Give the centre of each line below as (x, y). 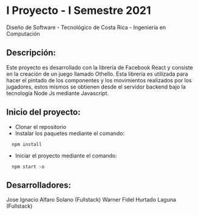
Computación (23, 33)
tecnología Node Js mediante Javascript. (58, 93)
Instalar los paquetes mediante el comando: (70, 133)
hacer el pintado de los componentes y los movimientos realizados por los (99, 80)
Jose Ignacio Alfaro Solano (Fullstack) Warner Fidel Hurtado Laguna (91, 200)
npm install (27, 144)
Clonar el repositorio (41, 127)
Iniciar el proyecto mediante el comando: (66, 156)
